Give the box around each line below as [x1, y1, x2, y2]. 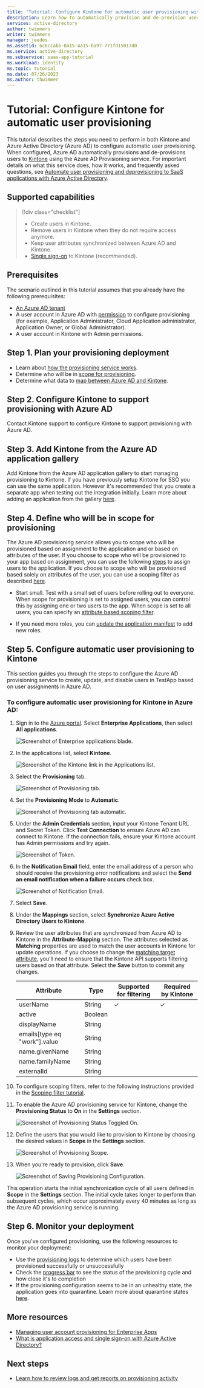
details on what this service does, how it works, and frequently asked [7, 162, 180, 169]
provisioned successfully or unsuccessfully [15, 1262, 124, 1270]
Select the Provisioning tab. [15, 773, 87, 781]
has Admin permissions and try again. [15, 839, 110, 847]
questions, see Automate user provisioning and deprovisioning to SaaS [7, 168, 183, 176]
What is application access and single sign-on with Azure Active [15, 1335, 176, 1342]
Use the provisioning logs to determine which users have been [15, 1256, 172, 1263]
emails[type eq [18, 1030, 62, 1039]
